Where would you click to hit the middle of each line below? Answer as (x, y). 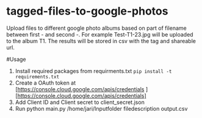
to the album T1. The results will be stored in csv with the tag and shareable (101, 41)
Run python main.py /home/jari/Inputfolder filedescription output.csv (101, 108)
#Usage (16, 59)
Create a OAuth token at (45, 83)
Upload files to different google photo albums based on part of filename (97, 28)
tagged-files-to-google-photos (87, 11)
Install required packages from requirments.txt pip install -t (93, 71)
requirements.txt (37, 77)
